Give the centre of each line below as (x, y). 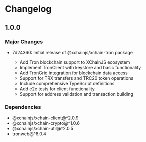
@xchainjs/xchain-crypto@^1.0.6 (46, 123)
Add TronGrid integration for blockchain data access (74, 73)
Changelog (28, 9)
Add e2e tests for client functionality (57, 89)
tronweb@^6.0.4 (29, 134)
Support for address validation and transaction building (77, 94)
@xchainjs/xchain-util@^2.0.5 (43, 129)
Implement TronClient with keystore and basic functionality (80, 67)
